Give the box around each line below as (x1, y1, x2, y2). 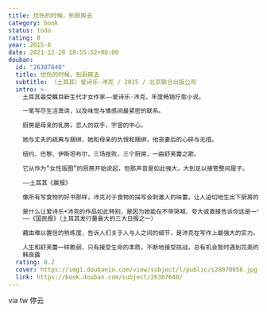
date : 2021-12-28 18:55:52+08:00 (8, 48, 119, 56)
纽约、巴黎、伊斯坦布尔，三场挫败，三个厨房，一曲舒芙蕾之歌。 (22, 150, 200, 158)
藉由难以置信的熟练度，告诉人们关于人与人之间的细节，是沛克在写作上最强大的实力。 (22, 229, 260, 237)
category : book (8, 19, 59, 27)
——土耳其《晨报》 (22, 179, 72, 187)
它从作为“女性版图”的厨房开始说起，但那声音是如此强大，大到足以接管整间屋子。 (22, 164, 249, 172)
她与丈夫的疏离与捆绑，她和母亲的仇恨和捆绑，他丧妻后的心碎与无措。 (22, 136, 219, 144)
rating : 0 (8, 33, 41, 42)
